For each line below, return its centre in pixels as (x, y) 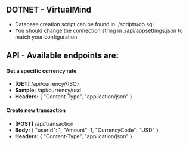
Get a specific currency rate (41, 70)
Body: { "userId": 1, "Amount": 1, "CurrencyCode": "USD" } (87, 130)
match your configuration (46, 37)
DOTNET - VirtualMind (49, 10)
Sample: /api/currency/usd (48, 90)
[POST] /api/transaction (44, 123)
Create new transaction (36, 110)
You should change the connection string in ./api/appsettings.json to (99, 30)
